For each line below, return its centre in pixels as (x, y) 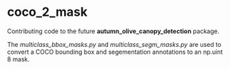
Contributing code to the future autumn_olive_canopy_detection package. (113, 31)
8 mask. (18, 59)
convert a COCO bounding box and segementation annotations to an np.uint (115, 52)
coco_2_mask (48, 12)
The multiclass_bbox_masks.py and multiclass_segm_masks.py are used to (114, 44)
